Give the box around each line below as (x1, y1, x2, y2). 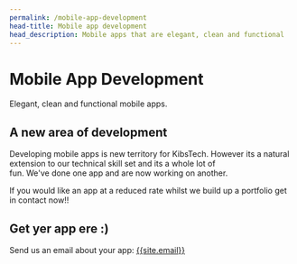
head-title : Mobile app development (9, 22, 147, 31)
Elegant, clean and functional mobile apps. (9, 98, 168, 109)
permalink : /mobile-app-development (9, 13, 147, 23)
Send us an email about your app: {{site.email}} (9, 244, 186, 255)
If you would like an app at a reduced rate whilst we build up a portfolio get (9, 186, 287, 196)
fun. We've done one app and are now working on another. (9, 168, 228, 178)
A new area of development (9, 124, 168, 140)
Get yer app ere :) (9, 221, 109, 236)
